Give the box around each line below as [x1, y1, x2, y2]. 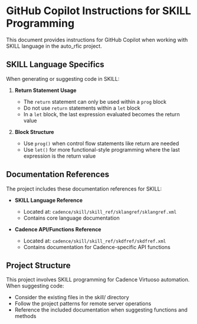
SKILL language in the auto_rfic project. [6, 42, 102, 50]
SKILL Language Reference [14, 197, 83, 204]
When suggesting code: [6, 282, 64, 290]
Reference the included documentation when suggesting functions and [14, 306, 188, 313]
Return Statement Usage [14, 87, 77, 94]
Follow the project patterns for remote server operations [14, 300, 152, 307]
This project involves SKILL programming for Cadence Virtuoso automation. [6, 276, 190, 283]
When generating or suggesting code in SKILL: [6, 75, 120, 82]
